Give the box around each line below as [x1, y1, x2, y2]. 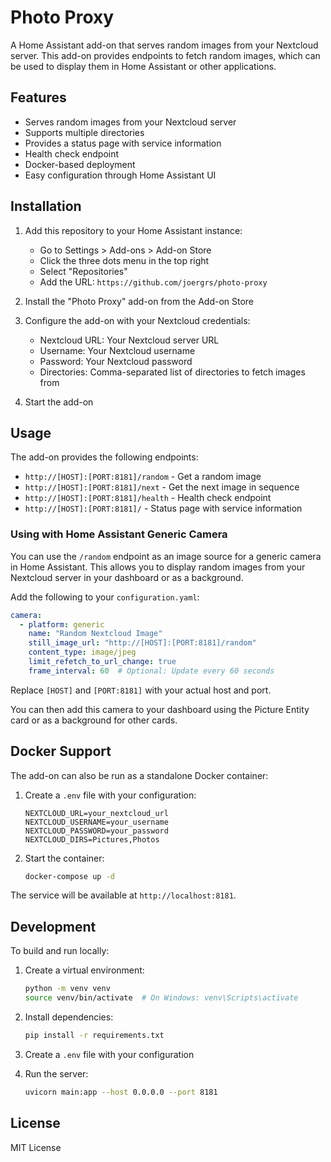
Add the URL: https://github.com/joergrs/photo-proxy [39, 276, 268, 288]
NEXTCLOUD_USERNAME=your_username [24, 817, 169, 827]
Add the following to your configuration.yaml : [10, 591, 200, 603]
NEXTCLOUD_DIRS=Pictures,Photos [24, 834, 160, 845]
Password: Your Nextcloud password [39, 355, 193, 367]
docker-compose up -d [24, 871, 115, 881]
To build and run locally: [10, 945, 110, 957]
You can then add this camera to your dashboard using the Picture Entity [10, 703, 310, 715]
